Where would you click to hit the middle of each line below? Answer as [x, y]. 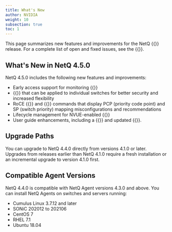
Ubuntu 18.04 [27, 225]
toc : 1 [12, 29]
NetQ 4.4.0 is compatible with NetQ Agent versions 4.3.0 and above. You [82, 188]
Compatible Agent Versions [51, 175]
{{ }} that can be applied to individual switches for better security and [85, 93]
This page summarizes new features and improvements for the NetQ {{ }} [82, 44]
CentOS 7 [23, 214]
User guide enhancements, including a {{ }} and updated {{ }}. [77, 120]
